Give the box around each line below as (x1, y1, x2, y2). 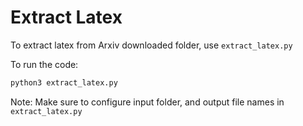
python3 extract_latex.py (10, 77, 118, 88)
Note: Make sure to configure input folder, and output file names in (10, 96, 285, 108)
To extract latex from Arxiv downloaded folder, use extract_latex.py (10, 39, 293, 51)
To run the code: (10, 58, 79, 70)
